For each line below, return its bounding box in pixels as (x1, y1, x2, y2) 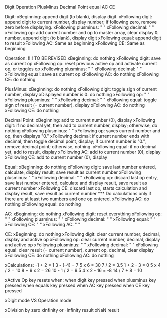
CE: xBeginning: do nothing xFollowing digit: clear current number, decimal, (5, 231, 160, 237)
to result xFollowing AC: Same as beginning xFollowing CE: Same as (5, 40, 145, 46)
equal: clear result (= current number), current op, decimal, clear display (5, 247, 154, 253)
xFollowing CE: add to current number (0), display (5, 154, 108, 160)
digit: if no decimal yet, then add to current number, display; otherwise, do (5, 122, 158, 128)
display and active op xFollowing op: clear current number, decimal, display (5, 237, 160, 242)
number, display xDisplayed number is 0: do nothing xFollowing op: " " (5, 92, 150, 97)
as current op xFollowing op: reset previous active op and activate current (5, 61, 157, 66)
